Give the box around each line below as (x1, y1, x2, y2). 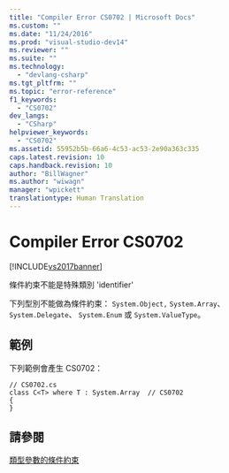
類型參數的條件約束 (9, 454, 80, 465)
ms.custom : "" (9, 21, 62, 30)
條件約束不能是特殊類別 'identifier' (9, 279, 134, 290)
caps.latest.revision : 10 (9, 152, 104, 162)
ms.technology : (9, 63, 65, 72)
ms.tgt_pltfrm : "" (9, 79, 77, 88)
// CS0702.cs (9, 380, 57, 389)
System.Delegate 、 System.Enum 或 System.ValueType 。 (9, 309, 206, 319)
